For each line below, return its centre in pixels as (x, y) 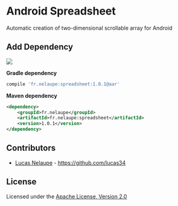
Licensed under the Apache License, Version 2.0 (67, 196)
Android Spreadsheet (61, 11)
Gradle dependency (32, 73)
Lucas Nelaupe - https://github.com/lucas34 (70, 162)
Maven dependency (32, 96)
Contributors (31, 148)
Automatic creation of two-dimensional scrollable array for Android (90, 28)
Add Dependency (40, 47)
